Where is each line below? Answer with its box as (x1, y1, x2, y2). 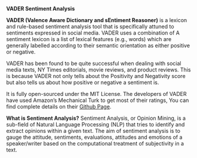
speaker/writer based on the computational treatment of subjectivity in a (6, 140, 184, 147)
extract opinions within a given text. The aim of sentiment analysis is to (6, 128, 181, 134)
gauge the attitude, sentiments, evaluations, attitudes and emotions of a (6, 134, 183, 141)
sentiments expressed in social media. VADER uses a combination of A (6, 29, 180, 36)
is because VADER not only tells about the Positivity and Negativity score (6, 73, 186, 79)
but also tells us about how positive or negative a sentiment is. (6, 79, 159, 86)
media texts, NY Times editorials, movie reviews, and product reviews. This (6, 66, 191, 73)
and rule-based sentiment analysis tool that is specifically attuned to (6, 23, 174, 30)
